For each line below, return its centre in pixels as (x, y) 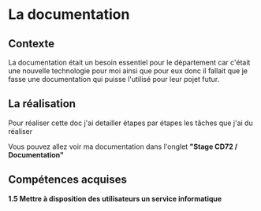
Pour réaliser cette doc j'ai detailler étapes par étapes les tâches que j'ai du (131, 123)
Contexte (32, 44)
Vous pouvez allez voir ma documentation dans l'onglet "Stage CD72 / (123, 146)
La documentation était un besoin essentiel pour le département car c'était (129, 62)
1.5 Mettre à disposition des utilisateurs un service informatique (115, 198)
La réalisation (42, 104)
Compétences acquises (68, 180)
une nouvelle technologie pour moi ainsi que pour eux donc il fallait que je (128, 71)
